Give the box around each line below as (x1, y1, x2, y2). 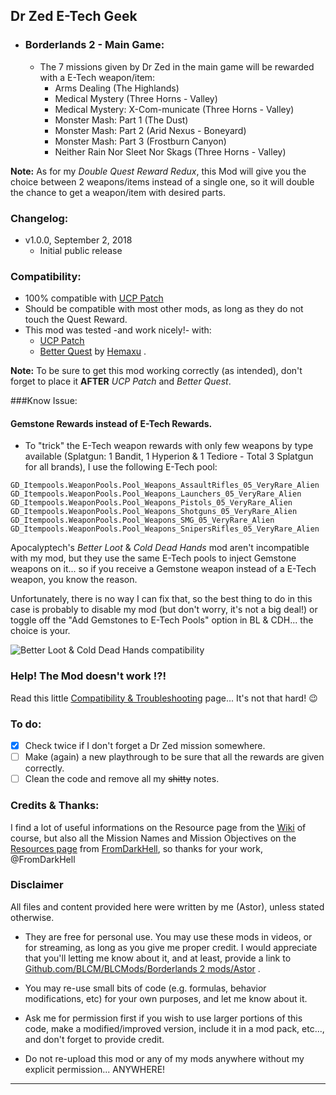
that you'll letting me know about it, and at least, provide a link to (24, 952, 292, 964)
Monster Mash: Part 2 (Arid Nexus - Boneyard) (54, 124, 247, 136)
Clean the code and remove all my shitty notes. (24, 773, 220, 785)
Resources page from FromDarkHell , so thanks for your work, (10, 842, 264, 854)
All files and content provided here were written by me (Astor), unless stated (10, 900, 325, 913)
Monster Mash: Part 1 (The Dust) (54, 114, 189, 126)
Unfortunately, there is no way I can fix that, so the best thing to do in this (10, 593, 313, 605)
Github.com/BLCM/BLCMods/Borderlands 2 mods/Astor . (24, 962, 261, 974)
